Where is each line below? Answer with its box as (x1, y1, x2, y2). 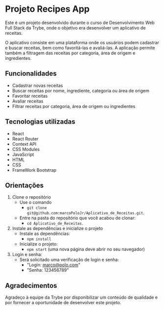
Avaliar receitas (12, 98, 44, 104)
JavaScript (12, 151, 34, 157)
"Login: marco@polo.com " (26, 262, 81, 268)
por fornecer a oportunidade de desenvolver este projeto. (5, 300, 121, 306)
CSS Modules (12, 146, 40, 152)
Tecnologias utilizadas (5, 118, 75, 126)
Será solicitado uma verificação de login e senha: (19, 257, 119, 263)
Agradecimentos (5, 281, 57, 290)
